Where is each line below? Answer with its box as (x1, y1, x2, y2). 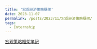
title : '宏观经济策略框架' (5, 7, 54, 12)
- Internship (9, 25, 36, 30)
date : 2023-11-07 (5, 12, 40, 16)
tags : (5, 20, 16, 25)
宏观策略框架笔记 (5, 39, 39, 45)
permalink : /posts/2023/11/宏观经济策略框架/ (5, 16, 93, 21)
